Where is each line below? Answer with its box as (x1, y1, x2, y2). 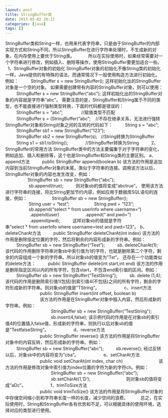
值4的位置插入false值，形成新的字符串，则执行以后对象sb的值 (5, 321, 133, 327)
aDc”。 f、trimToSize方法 (12, 382, 87, 388)
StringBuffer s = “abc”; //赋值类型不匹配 (16, 109, 115, 115)
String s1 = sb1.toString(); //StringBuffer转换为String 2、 (16, 140, 159, 146)
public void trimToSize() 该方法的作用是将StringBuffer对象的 (40, 388, 163, 394)
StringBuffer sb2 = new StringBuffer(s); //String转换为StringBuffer (16, 133, 155, 140)
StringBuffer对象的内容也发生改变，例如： (5, 171, 92, 177)
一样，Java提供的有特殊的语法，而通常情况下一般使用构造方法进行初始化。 (5, 72, 160, 78)
